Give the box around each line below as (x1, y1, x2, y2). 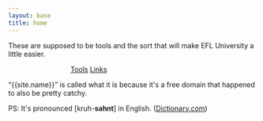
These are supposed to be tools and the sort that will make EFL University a (8, 40, 254, 50)
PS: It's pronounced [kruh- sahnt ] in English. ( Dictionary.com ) (8, 104, 208, 113)
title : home (8, 19, 47, 27)
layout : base (8, 11, 51, 20)
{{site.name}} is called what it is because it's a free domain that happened (11, 80, 255, 89)
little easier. (8, 49, 46, 59)
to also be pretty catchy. (8, 88, 88, 97)
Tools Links (70, 64, 108, 74)
